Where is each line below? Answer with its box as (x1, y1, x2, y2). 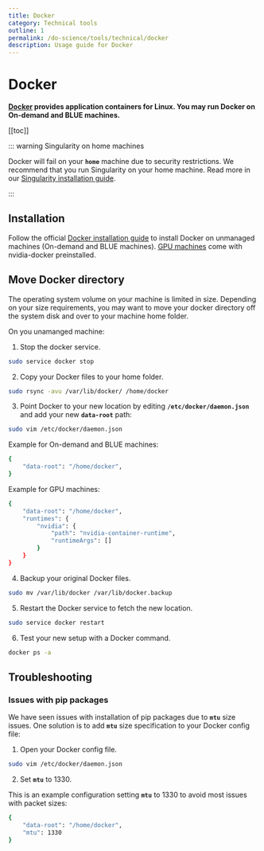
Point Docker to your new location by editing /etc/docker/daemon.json (19, 401, 250, 411)
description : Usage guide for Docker (8, 41, 134, 49)
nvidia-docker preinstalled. (8, 250, 97, 260)
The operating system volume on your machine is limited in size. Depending (8, 294, 257, 303)
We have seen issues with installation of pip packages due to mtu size (8, 712, 236, 722)
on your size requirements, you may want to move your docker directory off (8, 303, 256, 312)
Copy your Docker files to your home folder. (19, 372, 164, 381)
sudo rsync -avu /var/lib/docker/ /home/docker (8, 387, 169, 395)
